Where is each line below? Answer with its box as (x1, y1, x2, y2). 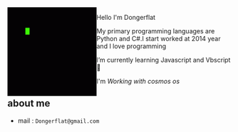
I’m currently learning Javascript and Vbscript (96, 56, 231, 64)
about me (7, 97, 51, 109)
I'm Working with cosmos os (96, 77, 180, 85)
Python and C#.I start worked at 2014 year (96, 35, 221, 43)
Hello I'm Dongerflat (96, 13, 155, 21)
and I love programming (96, 42, 167, 50)
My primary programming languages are (96, 27, 215, 35)
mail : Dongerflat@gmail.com (17, 116, 100, 125)
